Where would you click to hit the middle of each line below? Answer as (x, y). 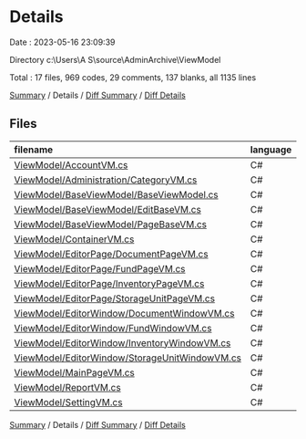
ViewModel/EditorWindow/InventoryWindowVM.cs (122, 342)
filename (34, 150)
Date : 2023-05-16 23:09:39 (62, 42)
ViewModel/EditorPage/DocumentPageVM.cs (111, 254)
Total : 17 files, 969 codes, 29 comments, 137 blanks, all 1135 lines (133, 77)
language (271, 150)
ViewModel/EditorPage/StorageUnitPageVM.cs (115, 298)
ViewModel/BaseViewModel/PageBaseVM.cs (111, 224)
